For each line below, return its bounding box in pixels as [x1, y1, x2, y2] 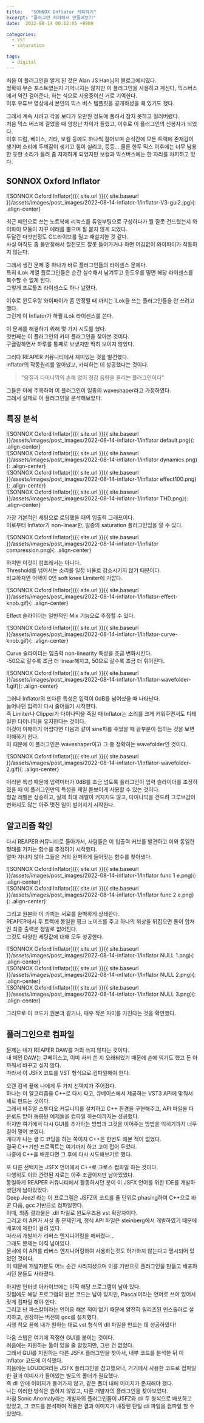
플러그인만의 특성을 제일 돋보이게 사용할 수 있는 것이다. [30, 786, 160, 793]
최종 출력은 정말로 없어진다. [12, 926, 78, 933]
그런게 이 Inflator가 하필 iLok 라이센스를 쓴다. [6, 312, 114, 320]
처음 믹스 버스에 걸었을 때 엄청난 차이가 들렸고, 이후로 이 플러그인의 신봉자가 [6, 120, 186, 127]
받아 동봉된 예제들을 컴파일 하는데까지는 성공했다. [22, 1113, 140, 1120]
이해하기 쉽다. [6, 733, 39, 740]
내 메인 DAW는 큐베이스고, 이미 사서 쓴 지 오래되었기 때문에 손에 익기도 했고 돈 [6, 1054, 191, 1061]
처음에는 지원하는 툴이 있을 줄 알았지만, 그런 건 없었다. [6, 1341, 134, 1349]
